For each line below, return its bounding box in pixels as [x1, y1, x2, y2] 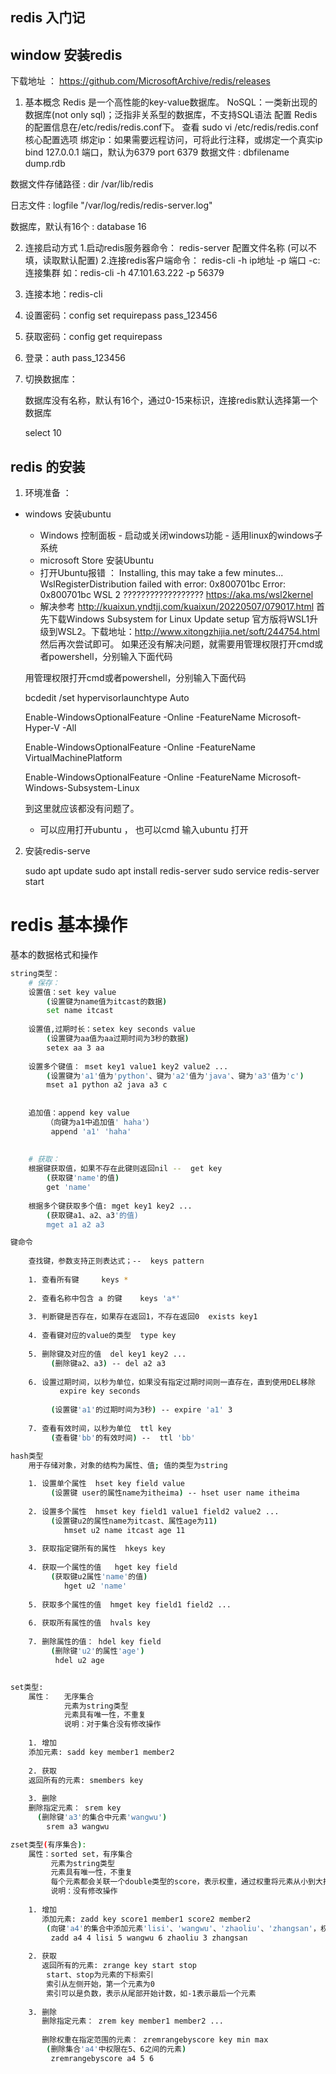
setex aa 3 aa [46, 1043, 105, 1053]
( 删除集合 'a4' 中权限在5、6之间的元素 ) [46, 2044, 187, 2055]
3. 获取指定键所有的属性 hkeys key [28, 1544, 166, 1554]
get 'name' [46, 1183, 92, 1193]
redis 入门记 [10, 9, 86, 27]
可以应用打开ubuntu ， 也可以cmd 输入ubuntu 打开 [39, 824, 249, 836]
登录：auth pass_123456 [24, 352, 126, 364]
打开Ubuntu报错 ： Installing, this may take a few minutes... [39, 567, 284, 579]
